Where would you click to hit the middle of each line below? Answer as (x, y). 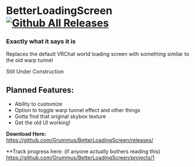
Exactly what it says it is (41, 41)
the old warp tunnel (30, 60)
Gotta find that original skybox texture (60, 116)
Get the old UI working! (42, 123)
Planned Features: (40, 90)
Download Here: (26, 134)
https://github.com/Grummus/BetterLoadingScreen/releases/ (80, 140)
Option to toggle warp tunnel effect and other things (77, 110)
